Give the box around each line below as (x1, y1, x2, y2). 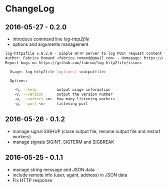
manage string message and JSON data (12, 167, 95, 173)
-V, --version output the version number (14, 92, 113, 97)
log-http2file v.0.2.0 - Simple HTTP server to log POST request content (5, 51, 162, 56)
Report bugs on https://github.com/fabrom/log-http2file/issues (5, 60, 142, 65)
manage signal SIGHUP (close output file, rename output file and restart (12, 128, 160, 134)
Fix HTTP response (12, 177, 52, 183)
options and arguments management (12, 41, 88, 47)
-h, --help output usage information (14, 87, 111, 92)
